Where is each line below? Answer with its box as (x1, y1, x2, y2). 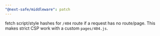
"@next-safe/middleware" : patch (5, 7, 70, 12)
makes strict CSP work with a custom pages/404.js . (5, 25, 108, 31)
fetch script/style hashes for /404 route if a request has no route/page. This (5, 20, 156, 26)
